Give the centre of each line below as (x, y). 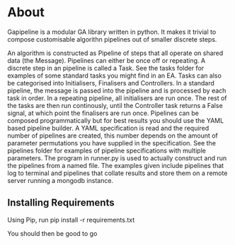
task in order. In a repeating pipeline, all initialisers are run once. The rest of (117, 98)
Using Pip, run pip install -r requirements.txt (71, 220)
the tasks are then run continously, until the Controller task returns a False (115, 105)
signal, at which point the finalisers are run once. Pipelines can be (103, 113)
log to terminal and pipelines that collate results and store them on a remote (117, 173)
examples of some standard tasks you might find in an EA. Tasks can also (114, 76)
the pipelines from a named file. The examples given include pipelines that (116, 165)
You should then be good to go (52, 233)
